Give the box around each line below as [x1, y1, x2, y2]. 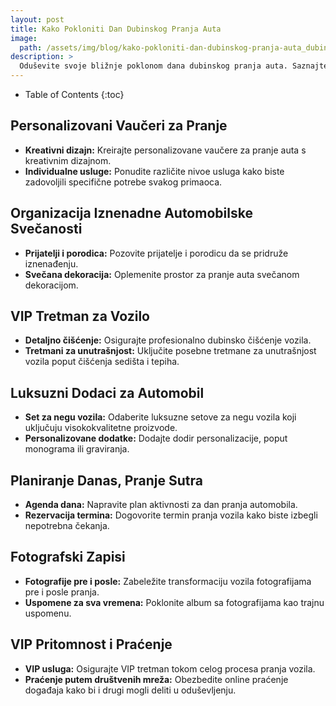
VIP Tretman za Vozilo [10, 308, 150, 325]
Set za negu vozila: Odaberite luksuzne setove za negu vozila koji [24, 411, 297, 423]
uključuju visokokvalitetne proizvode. [24, 422, 178, 434]
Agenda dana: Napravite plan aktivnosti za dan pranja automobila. [24, 499, 298, 511]
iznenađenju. [24, 257, 79, 270]
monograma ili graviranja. [24, 443, 130, 455]
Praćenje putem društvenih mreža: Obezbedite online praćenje [24, 673, 289, 685]
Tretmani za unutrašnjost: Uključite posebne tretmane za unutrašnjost [24, 345, 317, 357]
